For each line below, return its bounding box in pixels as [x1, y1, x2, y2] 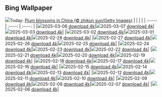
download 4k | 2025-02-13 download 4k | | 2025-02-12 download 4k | [5, 69, 151, 75]
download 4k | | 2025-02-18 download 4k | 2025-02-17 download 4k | [5, 58, 150, 64]
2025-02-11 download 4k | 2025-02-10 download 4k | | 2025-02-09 [5, 75, 147, 81]
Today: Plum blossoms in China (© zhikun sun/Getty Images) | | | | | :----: [10, 17, 158, 23]
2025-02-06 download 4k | [5, 86, 60, 92]
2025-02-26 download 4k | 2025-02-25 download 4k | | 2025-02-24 [5, 40, 150, 46]
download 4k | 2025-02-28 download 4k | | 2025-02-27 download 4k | [5, 35, 152, 40]
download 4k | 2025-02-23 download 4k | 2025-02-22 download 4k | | [5, 46, 152, 52]
